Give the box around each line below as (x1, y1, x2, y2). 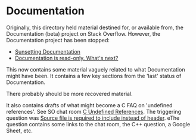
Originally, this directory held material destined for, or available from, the (6, 24, 183, 31)
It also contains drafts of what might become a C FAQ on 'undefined (6, 101, 173, 108)
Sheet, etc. (6, 127, 33, 134)
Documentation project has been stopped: (6, 36, 110, 43)
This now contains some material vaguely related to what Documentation (6, 66, 185, 73)
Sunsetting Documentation (14, 48, 80, 55)
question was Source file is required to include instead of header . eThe (6, 114, 180, 122)
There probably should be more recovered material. (6, 90, 133, 97)
